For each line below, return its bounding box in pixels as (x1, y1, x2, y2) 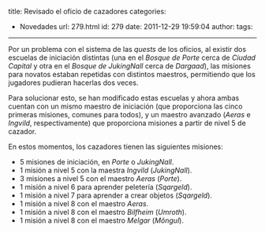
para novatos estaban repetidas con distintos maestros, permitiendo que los (8, 70, 256, 79)
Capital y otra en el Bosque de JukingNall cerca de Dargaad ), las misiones (8, 61, 251, 70)
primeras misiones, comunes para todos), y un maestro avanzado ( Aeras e (8, 110, 251, 119)
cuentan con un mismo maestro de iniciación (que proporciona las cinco (8, 102, 243, 111)
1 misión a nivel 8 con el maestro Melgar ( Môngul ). (19, 216, 184, 225)
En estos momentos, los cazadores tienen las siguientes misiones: (8, 142, 223, 151)
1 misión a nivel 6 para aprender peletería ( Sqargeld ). (19, 183, 192, 191)
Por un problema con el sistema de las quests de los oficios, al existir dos (8, 45, 247, 54)
